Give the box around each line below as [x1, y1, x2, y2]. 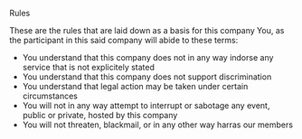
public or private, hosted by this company [22, 110, 178, 120]
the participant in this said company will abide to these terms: [9, 35, 239, 45]
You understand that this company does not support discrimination [22, 71, 272, 82]
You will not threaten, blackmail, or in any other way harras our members [22, 119, 294, 130]
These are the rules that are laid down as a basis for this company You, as [9, 25, 285, 35]
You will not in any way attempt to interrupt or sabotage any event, [22, 100, 270, 111]
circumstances [22, 90, 79, 101]
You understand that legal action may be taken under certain [22, 81, 249, 91]
